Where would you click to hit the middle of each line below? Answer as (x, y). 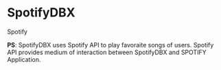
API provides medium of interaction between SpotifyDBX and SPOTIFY (107, 52)
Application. (24, 59)
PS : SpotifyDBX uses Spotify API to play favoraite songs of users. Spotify (110, 45)
